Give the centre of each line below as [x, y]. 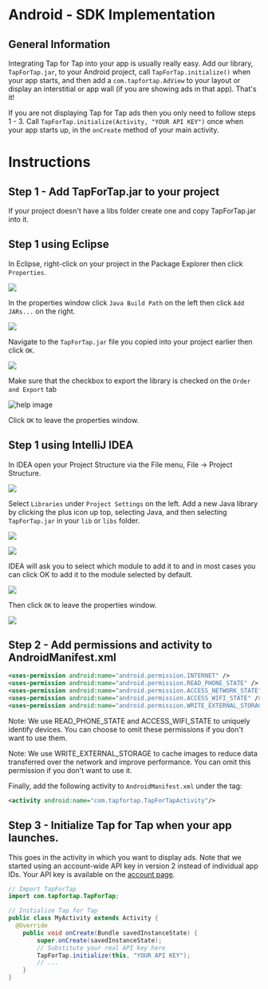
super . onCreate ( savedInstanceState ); [99, 940]
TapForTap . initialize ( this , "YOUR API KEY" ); [114, 955]
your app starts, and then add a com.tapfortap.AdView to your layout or [124, 80]
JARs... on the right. [42, 311]
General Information [59, 44]
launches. [33, 838]
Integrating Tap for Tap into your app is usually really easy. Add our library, [131, 63]
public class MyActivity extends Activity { [83, 918]
